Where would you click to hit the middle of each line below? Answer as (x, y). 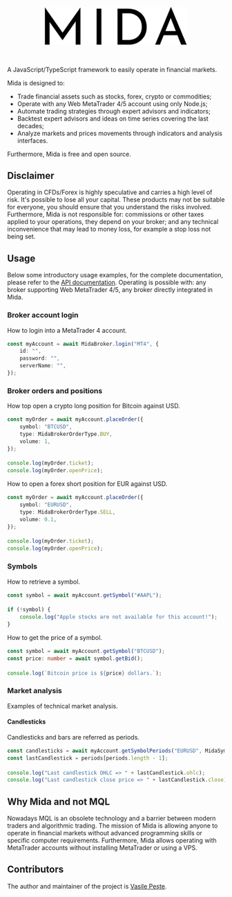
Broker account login (43, 315)
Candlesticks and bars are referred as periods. (74, 737)
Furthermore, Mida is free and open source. (69, 154)
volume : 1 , (35, 441)
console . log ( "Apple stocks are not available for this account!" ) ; (118, 617)
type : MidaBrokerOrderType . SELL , (68, 512)
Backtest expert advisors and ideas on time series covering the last (113, 119)
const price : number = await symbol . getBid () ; (75, 659)
